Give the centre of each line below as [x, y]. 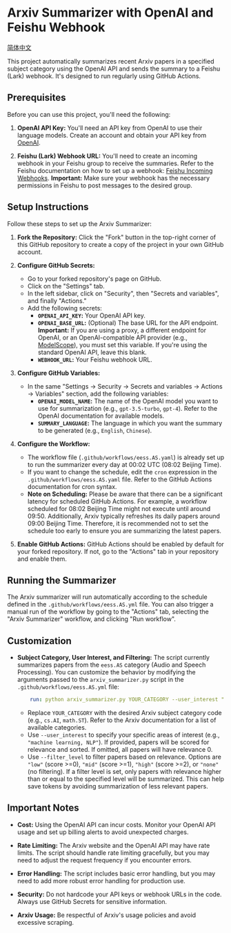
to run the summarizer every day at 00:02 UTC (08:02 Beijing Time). [124, 464]
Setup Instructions [48, 207]
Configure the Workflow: [53, 443]
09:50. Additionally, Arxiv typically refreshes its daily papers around [124, 516]
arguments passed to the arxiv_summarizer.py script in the [100, 680]
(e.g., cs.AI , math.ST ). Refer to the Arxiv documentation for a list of [122, 720]
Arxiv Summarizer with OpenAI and [110, 13]
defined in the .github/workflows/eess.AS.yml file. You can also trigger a [110, 604]
